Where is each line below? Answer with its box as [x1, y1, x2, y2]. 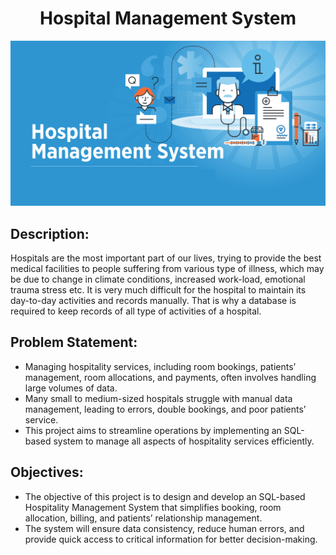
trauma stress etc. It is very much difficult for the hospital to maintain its [10, 284, 307, 296]
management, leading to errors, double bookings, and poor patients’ [24, 403, 307, 415]
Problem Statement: [10, 334, 138, 351]
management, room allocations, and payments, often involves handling [24, 371, 317, 383]
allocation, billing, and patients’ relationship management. [24, 512, 263, 524]
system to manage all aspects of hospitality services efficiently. [53, 435, 315, 447]
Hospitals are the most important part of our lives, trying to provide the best [10, 252, 322, 264]
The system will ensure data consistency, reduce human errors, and [24, 522, 305, 534]
